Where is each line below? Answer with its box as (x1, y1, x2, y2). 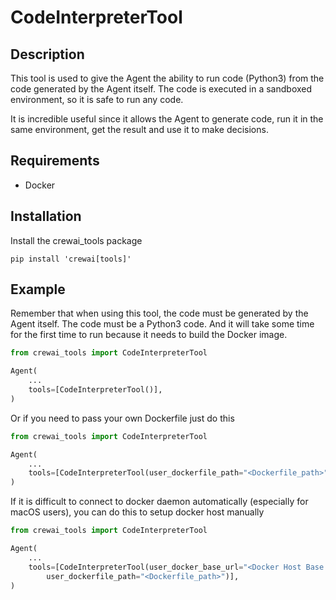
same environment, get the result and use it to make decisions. (10, 124, 269, 135)
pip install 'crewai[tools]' (10, 254, 132, 264)
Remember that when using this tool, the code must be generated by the (10, 307, 309, 320)
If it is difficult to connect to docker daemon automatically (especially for (10, 496, 309, 508)
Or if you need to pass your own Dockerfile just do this (10, 412, 235, 424)
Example (10, 281, 66, 298)
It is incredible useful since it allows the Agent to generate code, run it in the (10, 113, 324, 125)
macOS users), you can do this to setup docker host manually (10, 506, 265, 518)
